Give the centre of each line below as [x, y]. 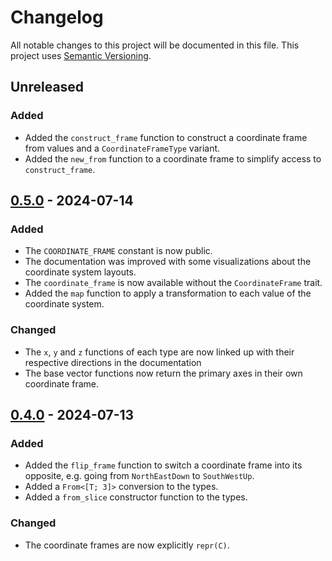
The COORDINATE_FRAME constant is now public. [118, 251]
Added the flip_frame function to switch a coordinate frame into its [163, 465]
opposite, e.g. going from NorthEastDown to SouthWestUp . [139, 476]
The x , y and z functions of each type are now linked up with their [159, 352]
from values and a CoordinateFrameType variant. [122, 148]
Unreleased [47, 87]
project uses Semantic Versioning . [81, 55]
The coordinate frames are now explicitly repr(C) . [127, 545]
